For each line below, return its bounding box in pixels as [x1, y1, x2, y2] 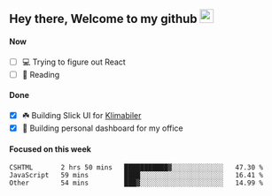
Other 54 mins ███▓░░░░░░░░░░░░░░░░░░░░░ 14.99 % [9, 178, 264, 188]
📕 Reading [21, 69, 60, 79]
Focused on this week [9, 143, 91, 155]
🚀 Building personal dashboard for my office [21, 123, 183, 133]
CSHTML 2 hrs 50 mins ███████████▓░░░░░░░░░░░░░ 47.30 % [9, 163, 264, 172]
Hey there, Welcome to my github [9, 11, 198, 26]
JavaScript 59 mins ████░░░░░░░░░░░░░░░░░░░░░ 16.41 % [9, 171, 264, 180]
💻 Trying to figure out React [21, 57, 126, 67]
